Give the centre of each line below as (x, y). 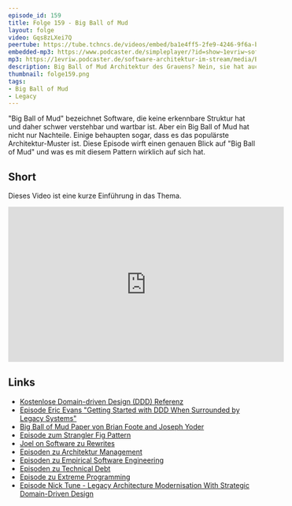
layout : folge (31, 30)
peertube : (24, 45)
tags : (17, 81)
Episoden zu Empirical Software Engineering (91, 460)
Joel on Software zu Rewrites (67, 443)
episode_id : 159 (35, 15)
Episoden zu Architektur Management (81, 452)
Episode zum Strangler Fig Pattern (75, 435)
